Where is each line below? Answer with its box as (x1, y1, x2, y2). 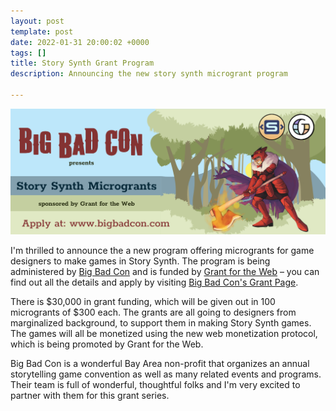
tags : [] (10, 48, 47, 58)
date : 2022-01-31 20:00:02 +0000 (10, 37, 150, 47)
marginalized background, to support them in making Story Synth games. (10, 317, 312, 329)
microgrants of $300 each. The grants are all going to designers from (10, 306, 297, 319)
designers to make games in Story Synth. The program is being (10, 255, 271, 267)
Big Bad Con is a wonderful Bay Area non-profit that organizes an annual (10, 358, 310, 370)
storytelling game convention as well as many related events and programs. (10, 368, 322, 380)
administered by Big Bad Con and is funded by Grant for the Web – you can (10, 266, 320, 278)
